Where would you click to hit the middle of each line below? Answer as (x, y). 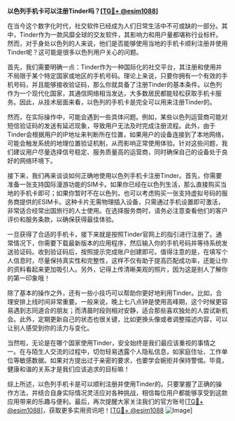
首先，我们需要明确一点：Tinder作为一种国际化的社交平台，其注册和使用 (112, 67)
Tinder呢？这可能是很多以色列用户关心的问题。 (75, 52)
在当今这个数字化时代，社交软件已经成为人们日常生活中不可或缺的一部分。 (114, 26)
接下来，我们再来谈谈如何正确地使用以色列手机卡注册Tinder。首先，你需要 (115, 175)
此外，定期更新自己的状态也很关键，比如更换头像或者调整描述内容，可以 (123, 319)
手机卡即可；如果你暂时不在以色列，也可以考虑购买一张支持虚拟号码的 (120, 193)
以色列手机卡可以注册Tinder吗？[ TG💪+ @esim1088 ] (83, 11)
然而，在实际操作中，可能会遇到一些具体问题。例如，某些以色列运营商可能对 (117, 117)
